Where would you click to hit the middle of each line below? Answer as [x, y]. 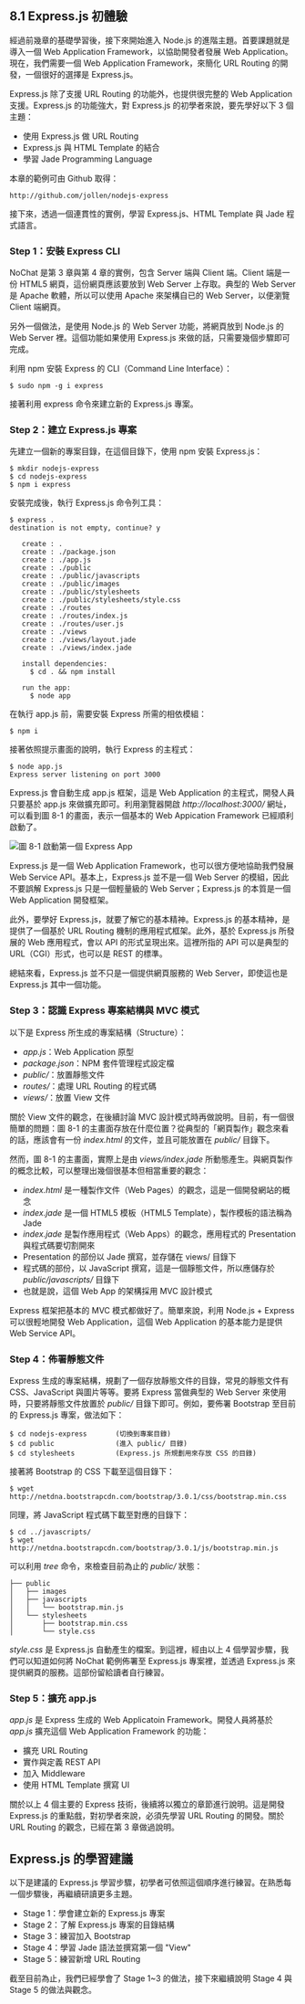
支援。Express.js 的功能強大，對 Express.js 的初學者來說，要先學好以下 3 [147, 105]
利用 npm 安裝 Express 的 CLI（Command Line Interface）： [121, 369]
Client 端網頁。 [37, 307]
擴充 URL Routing [55, 1751]
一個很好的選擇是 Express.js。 [81, 74]
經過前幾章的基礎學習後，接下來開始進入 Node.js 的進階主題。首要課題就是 [150, 40]
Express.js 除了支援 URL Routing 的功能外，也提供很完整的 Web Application [151, 93]
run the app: [46, 688]
